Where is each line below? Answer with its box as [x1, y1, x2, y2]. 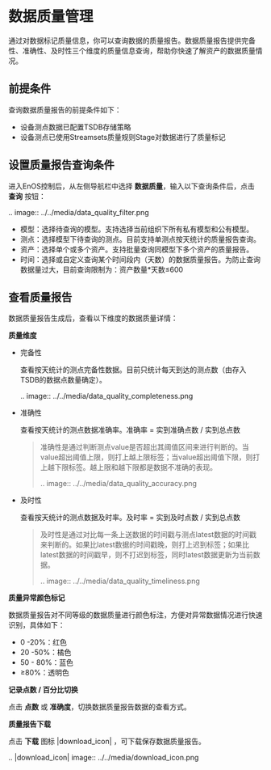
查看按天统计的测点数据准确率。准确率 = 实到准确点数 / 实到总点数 [19, 425, 240, 435]
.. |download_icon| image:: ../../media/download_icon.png [8, 753, 199, 763]
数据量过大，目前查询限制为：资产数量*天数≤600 [19, 264, 184, 274]
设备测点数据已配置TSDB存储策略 [19, 122, 131, 132]
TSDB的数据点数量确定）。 [19, 375, 107, 385]
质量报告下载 [8, 719, 51, 729]
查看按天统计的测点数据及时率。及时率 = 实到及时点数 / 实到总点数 [19, 513, 240, 522]
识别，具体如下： [8, 620, 65, 630]
